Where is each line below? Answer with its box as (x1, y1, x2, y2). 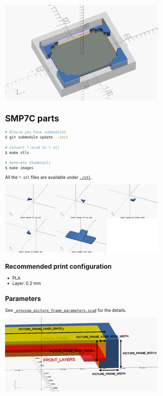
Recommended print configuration (5, 262, 112, 271)
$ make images (5, 166, 34, 171)
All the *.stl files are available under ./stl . (5, 174, 92, 180)
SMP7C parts (5, 113, 60, 124)
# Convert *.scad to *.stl (5, 145, 60, 150)
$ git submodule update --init (5, 135, 68, 139)
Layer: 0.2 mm (12, 280, 41, 286)
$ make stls (5, 150, 29, 155)
